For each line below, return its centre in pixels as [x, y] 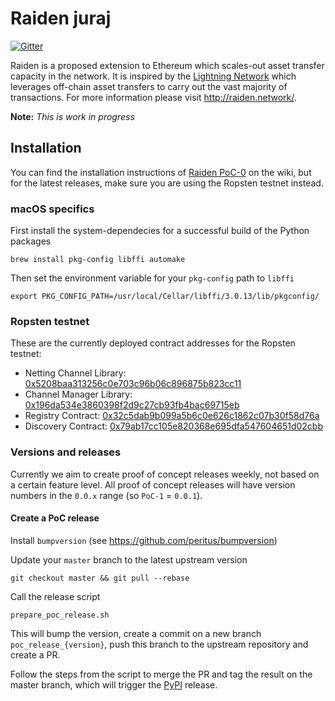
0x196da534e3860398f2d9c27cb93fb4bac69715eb [132, 405]
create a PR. [35, 654]
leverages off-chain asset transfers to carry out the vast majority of [149, 86]
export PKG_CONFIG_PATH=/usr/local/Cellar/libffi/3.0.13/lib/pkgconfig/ [165, 297]
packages [31, 241]
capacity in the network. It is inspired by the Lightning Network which [153, 76]
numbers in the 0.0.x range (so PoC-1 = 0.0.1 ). [106, 495]
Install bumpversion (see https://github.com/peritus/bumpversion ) [144, 540]
